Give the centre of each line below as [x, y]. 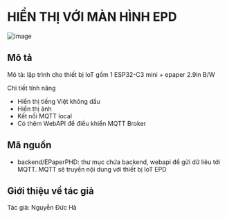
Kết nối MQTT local [45, 116]
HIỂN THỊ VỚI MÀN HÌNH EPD [92, 17]
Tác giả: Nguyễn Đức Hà [42, 208]
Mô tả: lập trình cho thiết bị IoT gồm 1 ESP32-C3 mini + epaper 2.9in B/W [111, 74]
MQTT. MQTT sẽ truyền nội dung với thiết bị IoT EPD [92, 169]
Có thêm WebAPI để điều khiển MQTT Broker [82, 123]
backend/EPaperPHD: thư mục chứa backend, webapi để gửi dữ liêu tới [118, 162]
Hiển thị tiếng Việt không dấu [58, 101]
